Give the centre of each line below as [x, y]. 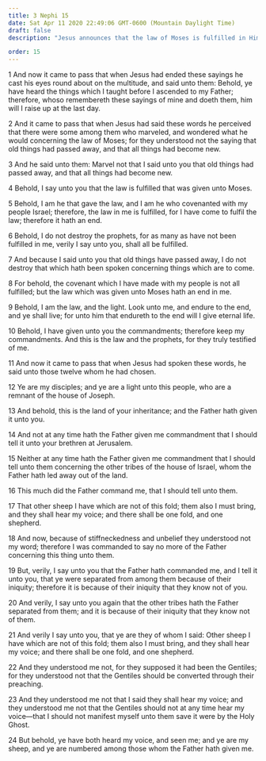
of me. [19, 348]
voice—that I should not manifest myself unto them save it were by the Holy [131, 717]
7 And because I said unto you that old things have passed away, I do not [127, 259]
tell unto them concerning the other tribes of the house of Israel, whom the [130, 467]
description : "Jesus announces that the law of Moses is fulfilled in [127, 38]
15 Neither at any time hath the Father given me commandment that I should [132, 459]
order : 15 [25, 52]
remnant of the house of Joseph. [62, 396]
